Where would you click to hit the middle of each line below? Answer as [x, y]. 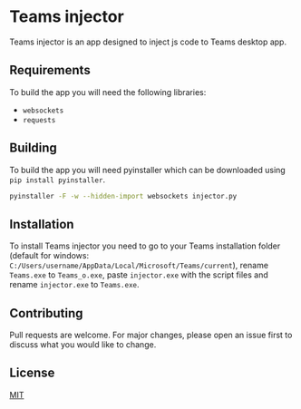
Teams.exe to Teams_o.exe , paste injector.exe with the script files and [139, 275]
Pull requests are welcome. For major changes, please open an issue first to [151, 335]
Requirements [50, 70]
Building [33, 148]
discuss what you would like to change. [83, 345]
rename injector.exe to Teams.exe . [74, 285]
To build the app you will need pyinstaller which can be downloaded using [147, 170]
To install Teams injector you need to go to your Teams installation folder [145, 246]
